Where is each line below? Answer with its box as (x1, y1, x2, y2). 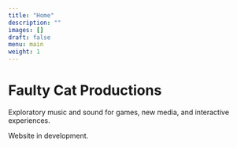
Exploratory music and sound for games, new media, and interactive (8, 107, 230, 117)
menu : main (8, 41, 44, 49)
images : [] (8, 26, 44, 34)
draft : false (8, 33, 51, 42)
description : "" (8, 19, 61, 27)
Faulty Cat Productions (8, 81, 162, 99)
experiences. (8, 115, 51, 125)
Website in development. (8, 131, 89, 140)
